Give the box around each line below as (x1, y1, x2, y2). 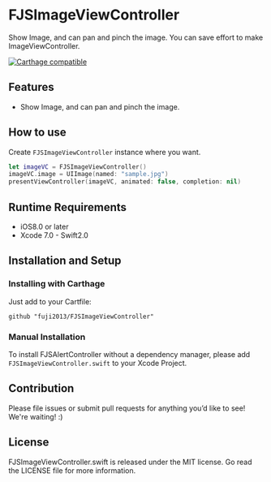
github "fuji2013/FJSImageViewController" (8, 312, 154, 321)
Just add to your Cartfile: (8, 296, 92, 306)
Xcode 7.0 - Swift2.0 (19, 230, 89, 240)
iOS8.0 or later (19, 222, 69, 231)
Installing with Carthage (8, 278, 105, 290)
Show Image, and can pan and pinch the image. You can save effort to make (8, 32, 264, 42)
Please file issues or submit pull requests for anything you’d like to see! (8, 403, 246, 413)
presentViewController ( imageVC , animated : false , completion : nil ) (8, 178, 242, 186)
